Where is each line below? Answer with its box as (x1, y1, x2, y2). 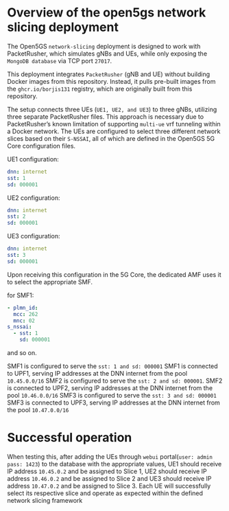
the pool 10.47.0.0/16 (7, 406, 69, 414)
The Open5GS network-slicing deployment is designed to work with (7, 42, 201, 50)
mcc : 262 (13, 310, 38, 317)
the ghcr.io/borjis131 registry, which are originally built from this (7, 84, 193, 93)
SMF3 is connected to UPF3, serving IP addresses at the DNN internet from (7, 398, 221, 407)
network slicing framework (7, 497, 83, 504)
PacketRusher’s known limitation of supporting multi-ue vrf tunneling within (7, 120, 221, 128)
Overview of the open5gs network (7, 5, 206, 21)
